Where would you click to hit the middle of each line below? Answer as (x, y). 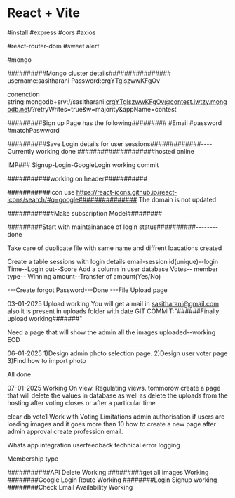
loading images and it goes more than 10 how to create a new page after (112, 424)
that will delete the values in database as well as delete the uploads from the (117, 395)
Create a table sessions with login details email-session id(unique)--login (113, 261)
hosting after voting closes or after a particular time (81, 402)
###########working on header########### (78, 178)
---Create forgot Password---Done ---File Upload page (88, 290)
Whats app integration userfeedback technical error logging (94, 445)
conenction (23, 94)
